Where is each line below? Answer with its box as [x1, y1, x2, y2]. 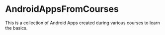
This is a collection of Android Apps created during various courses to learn [5, 20, 161, 26]
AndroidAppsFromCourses [5, 3, 119, 15]
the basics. [5, 25, 28, 31]
